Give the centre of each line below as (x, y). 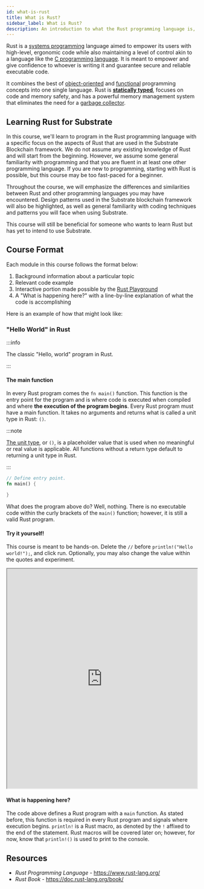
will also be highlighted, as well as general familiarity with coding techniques (101, 206)
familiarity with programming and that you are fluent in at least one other (96, 162)
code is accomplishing (43, 302)
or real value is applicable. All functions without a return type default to (94, 449)
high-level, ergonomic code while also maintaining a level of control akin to (99, 53)
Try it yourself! (25, 533)
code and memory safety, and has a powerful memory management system (100, 96)
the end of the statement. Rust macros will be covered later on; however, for (100, 833)
